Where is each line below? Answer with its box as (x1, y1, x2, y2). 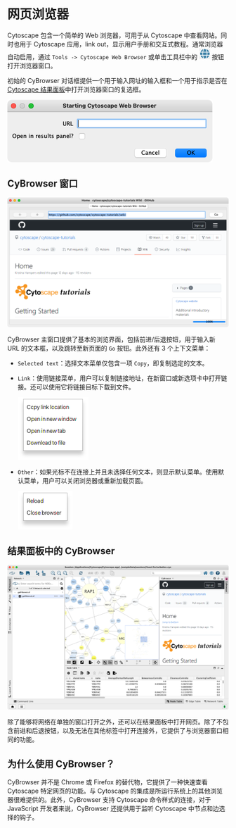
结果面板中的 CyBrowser (7, 545, 115, 557)
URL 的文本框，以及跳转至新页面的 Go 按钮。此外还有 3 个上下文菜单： (7, 344, 211, 353)
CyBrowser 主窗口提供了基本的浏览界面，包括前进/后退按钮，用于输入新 (7, 335, 216, 344)
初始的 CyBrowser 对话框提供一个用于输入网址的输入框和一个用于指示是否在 (7, 76, 228, 84)
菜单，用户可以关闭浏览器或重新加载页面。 (23, 477, 147, 485)
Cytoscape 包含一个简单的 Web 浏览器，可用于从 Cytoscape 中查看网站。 (7, 31, 221, 39)
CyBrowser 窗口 (7, 177, 79, 190)
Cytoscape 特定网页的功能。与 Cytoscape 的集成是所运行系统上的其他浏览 (7, 786, 223, 795)
